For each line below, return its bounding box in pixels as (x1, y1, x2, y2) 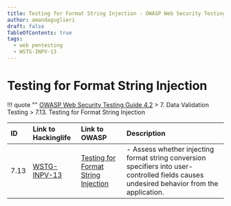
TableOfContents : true (7, 29, 72, 36)
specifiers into (126, 161, 173, 171)
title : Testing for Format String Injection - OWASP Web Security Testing (7, 10, 226, 17)
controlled (126, 170, 159, 179)
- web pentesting (13, 42, 63, 49)
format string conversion (126, 152, 206, 162)
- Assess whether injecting (126, 144, 214, 154)
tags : (7, 36, 23, 43)
